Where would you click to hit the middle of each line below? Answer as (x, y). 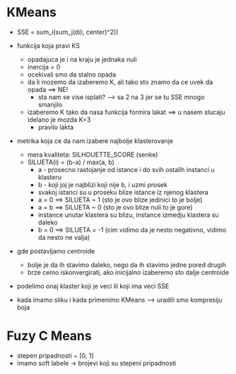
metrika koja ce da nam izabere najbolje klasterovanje (95, 141)
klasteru (49, 177)
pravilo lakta (56, 127)
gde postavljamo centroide (56, 251)
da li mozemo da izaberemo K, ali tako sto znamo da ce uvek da (120, 81)
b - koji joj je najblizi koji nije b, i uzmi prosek (102, 184)
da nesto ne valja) (64, 237)
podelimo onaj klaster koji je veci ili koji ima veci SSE (93, 286)
